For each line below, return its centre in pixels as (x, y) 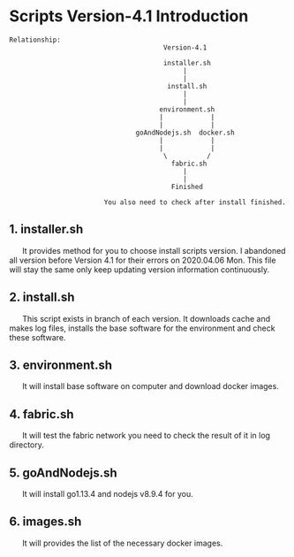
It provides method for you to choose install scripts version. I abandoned (154, 250)
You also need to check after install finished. (195, 202)
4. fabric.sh (41, 414)
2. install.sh (42, 298)
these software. (38, 337)
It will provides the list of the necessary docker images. (122, 543)
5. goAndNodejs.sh (63, 473)
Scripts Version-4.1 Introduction (129, 16)
